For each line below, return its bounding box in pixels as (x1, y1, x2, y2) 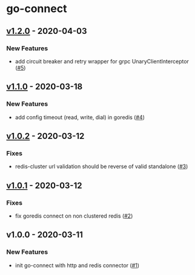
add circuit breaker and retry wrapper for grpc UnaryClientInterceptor (15, 57, 190, 65)
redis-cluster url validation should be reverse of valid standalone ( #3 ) (15, 163, 188, 170)
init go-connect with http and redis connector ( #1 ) (15, 262, 140, 269)
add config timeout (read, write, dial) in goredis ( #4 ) (15, 114, 145, 121)
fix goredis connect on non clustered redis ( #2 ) (15, 212, 133, 219)
